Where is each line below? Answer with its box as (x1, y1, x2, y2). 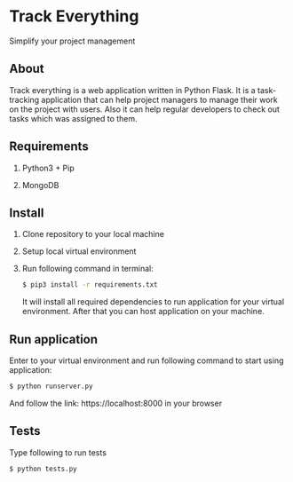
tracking (9, 94, 40, 105)
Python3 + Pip (21, 162, 75, 173)
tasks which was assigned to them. (9, 113, 138, 123)
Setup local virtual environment (21, 246, 137, 257)
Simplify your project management (9, 36, 136, 46)
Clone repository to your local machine (21, 229, 164, 240)
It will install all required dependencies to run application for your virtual (21, 296, 285, 307)
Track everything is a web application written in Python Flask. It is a (9, 84, 256, 95)
